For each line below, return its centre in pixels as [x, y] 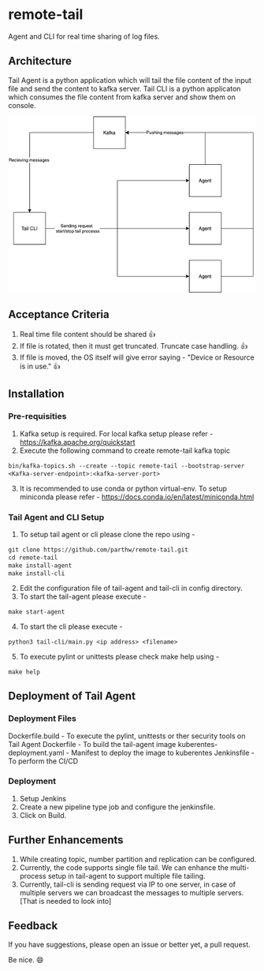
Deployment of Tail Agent [72, 696]
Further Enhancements [66, 840]
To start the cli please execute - [71, 626]
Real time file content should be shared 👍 [87, 334]
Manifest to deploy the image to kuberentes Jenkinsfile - [162, 753]
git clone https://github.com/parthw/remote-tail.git [99, 550]
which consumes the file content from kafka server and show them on [122, 97]
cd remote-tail [33, 558]
